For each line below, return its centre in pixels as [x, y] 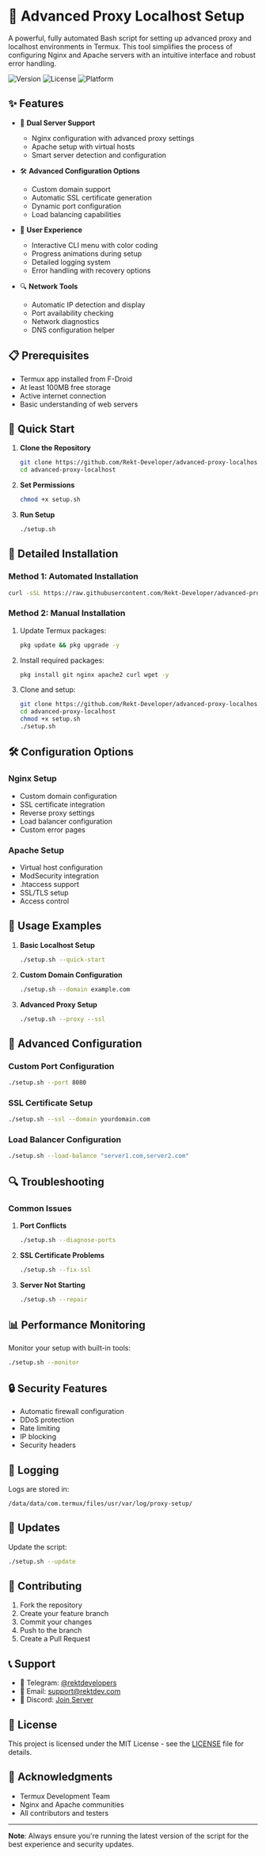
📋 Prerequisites [49, 356]
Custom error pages [52, 829]
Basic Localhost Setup [57, 945]
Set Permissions [47, 485]
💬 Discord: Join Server [56, 1700]
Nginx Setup [32, 778]
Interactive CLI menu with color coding [95, 245]
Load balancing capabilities [76, 214]
